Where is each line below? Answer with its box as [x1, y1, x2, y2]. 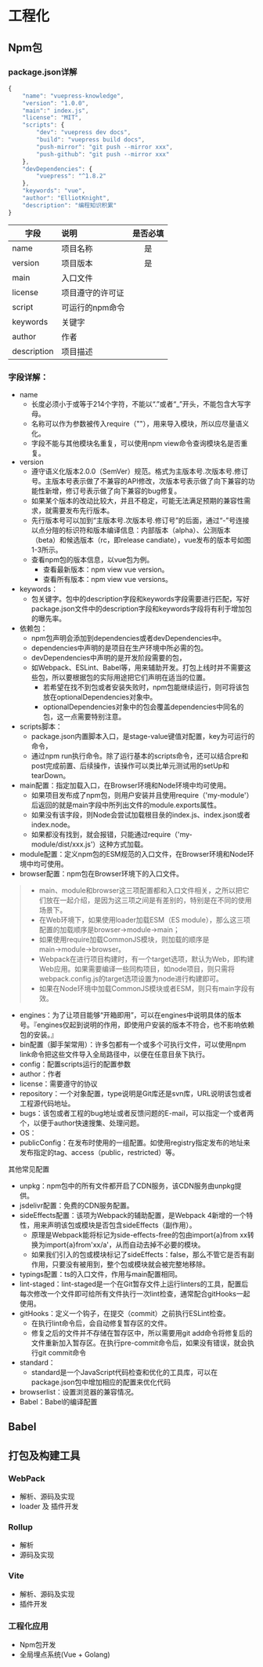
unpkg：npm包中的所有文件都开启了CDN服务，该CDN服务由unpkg [19, 1181, 235, 1190]
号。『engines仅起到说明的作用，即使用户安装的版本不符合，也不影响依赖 [19, 1020, 255, 1029]
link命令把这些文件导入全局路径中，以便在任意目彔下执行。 [19, 1049, 210, 1058]
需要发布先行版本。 [52, 506, 114, 515]
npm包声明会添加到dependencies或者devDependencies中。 [31, 633, 226, 642]
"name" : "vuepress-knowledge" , [22, 92, 124, 100]
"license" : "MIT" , [22, 114, 82, 122]
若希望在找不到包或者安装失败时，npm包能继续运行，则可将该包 [42, 682, 250, 692]
